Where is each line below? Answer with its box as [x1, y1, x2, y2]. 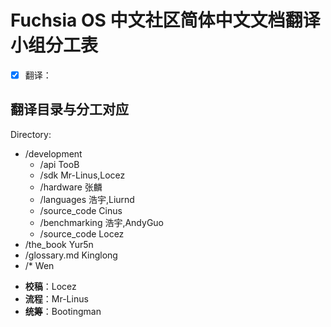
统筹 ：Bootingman [24, 305, 102, 317]
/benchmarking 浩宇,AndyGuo [39, 216, 164, 228]
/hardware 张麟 [39, 181, 103, 193]
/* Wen [24, 259, 55, 271]
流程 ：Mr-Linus [24, 292, 89, 305]
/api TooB [39, 158, 80, 170]
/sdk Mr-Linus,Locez [39, 169, 126, 181]
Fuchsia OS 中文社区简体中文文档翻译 [10, 9, 321, 32]
